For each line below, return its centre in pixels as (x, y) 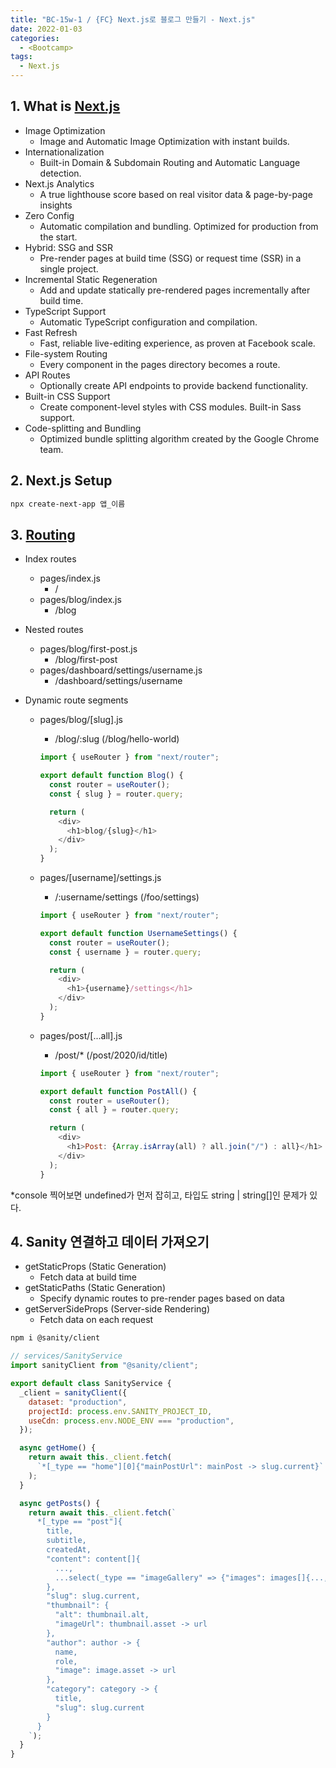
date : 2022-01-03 (46, 29)
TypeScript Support (65, 311)
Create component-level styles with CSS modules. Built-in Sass (170, 407)
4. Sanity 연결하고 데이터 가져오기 (110, 1241)
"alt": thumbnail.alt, (102, 1615)
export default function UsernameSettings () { (138, 933)
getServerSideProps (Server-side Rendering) (117, 1309)
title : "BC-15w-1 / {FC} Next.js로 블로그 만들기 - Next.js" (133, 19)
